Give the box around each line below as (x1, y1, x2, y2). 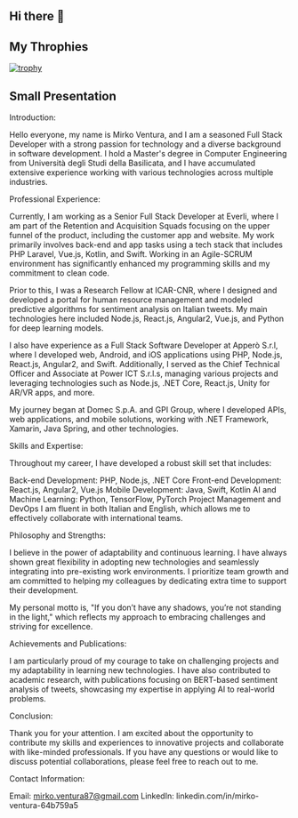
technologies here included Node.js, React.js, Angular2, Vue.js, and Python (9, 313, 285, 325)
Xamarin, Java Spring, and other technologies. (9, 423, 180, 434)
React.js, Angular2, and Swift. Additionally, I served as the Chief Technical (9, 359, 280, 370)
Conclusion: (9, 710, 53, 721)
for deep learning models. (9, 323, 104, 333)
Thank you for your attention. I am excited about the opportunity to (9, 728, 254, 739)
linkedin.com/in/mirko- (176, 790, 260, 801)
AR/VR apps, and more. (9, 388, 95, 398)
